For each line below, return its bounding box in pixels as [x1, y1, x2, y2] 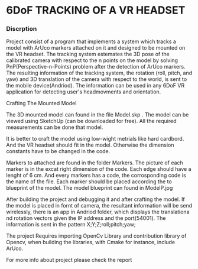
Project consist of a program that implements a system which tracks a [6, 38, 176, 45]
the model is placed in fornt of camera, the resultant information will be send [6, 202, 193, 209]
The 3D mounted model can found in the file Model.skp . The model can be [6, 111, 189, 118]
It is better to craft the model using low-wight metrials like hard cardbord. [6, 135, 184, 142]
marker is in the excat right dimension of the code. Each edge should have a [6, 166, 191, 173]
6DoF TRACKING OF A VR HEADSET [6, 4, 186, 17]
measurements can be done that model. [6, 124, 103, 131]
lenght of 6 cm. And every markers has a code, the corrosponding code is [6, 172, 186, 179]
